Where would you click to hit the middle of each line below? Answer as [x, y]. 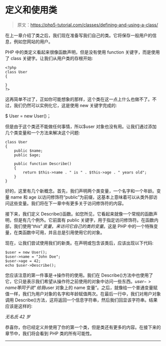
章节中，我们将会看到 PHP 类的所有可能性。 [50, 333]
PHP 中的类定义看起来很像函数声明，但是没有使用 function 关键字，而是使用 [83, 52]
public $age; [27, 155]
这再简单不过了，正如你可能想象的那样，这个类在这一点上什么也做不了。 [79, 99]
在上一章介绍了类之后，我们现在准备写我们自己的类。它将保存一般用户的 [79, 35]
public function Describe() [43, 164]
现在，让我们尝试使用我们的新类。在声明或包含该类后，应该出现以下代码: [80, 243]
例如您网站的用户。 [33, 41]
